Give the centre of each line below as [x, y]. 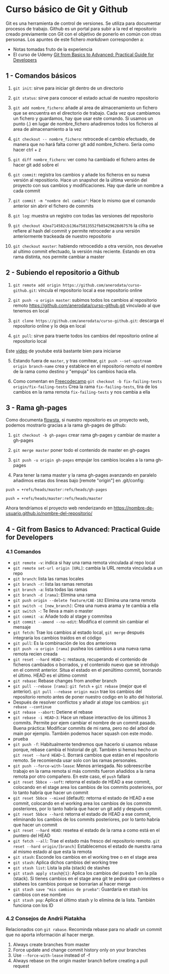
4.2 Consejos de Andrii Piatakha [46, 918]
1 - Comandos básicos [41, 76]
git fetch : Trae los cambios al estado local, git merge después [79, 632]
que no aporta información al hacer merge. [50, 935]
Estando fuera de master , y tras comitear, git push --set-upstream [82, 360]
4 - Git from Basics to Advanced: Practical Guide [83, 529]
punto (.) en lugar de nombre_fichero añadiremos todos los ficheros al [86, 124]
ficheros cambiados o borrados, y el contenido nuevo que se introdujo [86, 665]
